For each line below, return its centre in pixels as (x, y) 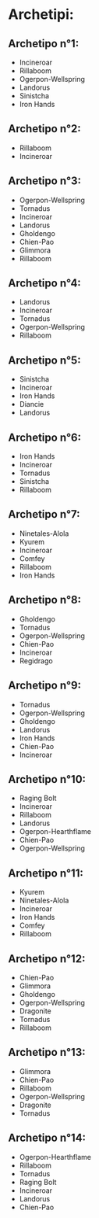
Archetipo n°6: (45, 437)
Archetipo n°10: (47, 779)
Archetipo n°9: (45, 686)
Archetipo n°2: (45, 129)
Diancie (32, 404)
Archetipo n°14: (47, 1138)
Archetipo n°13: (47, 1052)
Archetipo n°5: (44, 360)
